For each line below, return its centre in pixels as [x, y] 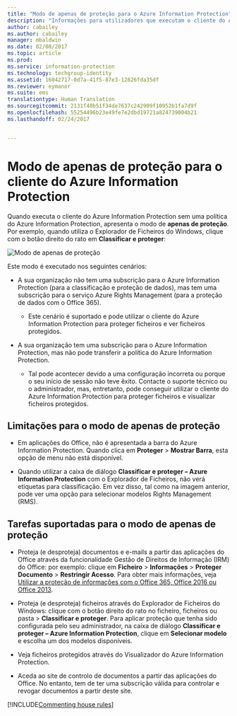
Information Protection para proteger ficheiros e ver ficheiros [117, 323]
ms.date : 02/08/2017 [38, 47]
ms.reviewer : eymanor [39, 86]
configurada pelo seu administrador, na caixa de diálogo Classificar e [119, 626]
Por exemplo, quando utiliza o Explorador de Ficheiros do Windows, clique [115, 231]
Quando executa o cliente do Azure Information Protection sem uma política [117, 216]
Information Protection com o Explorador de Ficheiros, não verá [111, 479]
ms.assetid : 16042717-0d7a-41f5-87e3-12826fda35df [83, 80]
